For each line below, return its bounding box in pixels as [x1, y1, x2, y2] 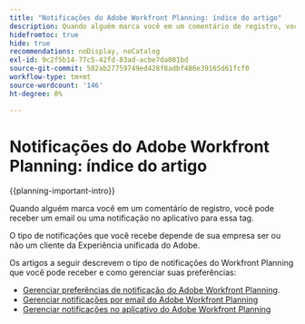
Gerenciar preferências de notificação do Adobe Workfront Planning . [22, 285, 280, 296]
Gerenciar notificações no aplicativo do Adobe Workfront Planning [22, 304, 271, 315]
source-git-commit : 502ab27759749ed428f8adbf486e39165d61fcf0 [9, 64, 250, 74]
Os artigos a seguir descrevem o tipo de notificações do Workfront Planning [9, 258, 294, 269]
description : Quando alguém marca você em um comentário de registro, [9, 22, 282, 31]
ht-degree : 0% [9, 89, 64, 98]
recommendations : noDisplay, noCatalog [9, 47, 161, 56]
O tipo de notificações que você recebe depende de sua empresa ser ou [9, 231, 281, 241]
